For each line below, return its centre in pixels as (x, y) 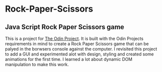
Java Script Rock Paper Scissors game (65, 27)
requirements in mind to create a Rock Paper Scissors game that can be (77, 44)
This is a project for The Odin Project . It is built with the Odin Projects (74, 38)
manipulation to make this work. (37, 64)
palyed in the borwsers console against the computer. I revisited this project (81, 49)
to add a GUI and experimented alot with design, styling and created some (80, 54)
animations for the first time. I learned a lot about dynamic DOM (69, 59)
